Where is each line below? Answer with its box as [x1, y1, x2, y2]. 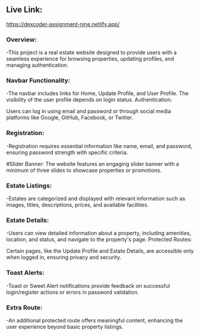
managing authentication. [6, 62, 69, 69]
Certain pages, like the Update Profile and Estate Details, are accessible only [6, 247, 194, 255]
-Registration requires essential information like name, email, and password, [6, 142, 192, 149]
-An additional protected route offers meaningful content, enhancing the [6, 316, 183, 324]
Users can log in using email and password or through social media [6, 108, 171, 115]
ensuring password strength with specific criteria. [6, 149, 128, 156]
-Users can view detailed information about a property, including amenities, [6, 230, 192, 237]
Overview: [6, 35, 37, 43]
